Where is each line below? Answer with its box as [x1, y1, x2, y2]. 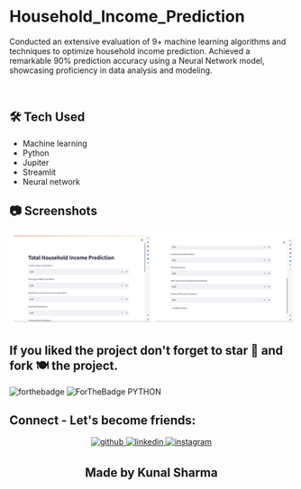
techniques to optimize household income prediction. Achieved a [9, 45, 251, 56]
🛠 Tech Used [9, 110, 86, 125]
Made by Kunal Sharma [85, 466, 218, 481]
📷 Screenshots [9, 204, 97, 219]
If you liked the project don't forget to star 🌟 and [9, 342, 284, 358]
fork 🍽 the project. [9, 358, 119, 373]
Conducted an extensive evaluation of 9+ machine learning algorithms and [9, 36, 287, 47]
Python [22, 147, 50, 158]
